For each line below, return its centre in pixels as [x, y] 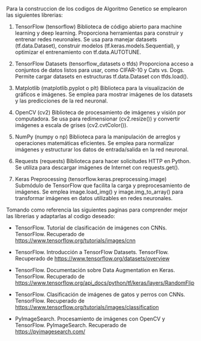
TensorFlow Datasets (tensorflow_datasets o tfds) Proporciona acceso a [104, 64]
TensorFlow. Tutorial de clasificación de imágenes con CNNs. [91, 228]
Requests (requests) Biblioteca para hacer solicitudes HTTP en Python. [103, 161]
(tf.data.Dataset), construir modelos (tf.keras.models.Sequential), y [97, 46]
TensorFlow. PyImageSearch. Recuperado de [71, 325]
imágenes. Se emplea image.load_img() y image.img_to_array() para [99, 192]
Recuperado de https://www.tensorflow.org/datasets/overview [92, 258]
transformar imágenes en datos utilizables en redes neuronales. [94, 198]
